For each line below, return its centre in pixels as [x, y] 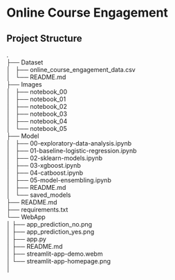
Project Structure [44, 38]
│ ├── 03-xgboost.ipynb [44, 165]
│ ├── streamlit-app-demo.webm [55, 254]
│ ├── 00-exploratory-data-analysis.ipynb [69, 143]
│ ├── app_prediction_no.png [49, 224]
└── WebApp [26, 217]
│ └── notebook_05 [37, 129]
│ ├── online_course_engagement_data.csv [71, 70]
